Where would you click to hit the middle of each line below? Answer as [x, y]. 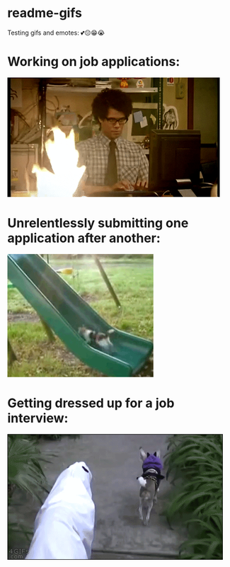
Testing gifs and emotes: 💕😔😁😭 [56, 33]
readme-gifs [45, 13]
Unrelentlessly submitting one [98, 223]
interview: [38, 418]
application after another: [84, 238]
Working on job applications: [94, 62]
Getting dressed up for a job [91, 403]
